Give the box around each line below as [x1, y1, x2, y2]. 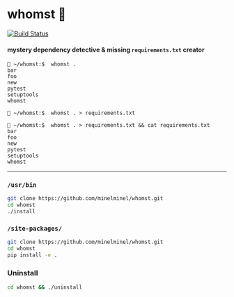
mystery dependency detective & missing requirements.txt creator [7, 45, 205, 54]
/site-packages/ [7, 224, 63, 232]
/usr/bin [7, 181, 37, 189]
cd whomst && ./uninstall [7, 284, 82, 291]
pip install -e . [7, 252, 58, 259]
